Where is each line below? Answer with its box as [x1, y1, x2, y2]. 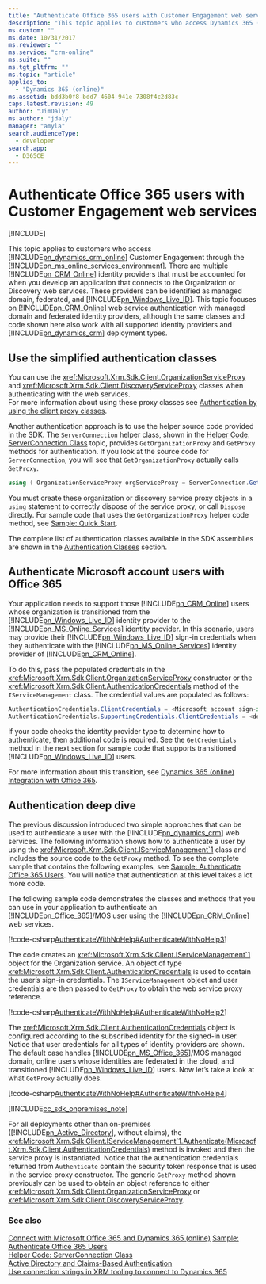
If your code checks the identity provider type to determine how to [8, 727, 226, 736]
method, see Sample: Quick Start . [8, 518, 118, 528]
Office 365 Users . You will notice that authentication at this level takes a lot [8, 870, 253, 880]
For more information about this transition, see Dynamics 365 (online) [8, 767, 235, 777]
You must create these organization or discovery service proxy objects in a [8, 493, 253, 503]
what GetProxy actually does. [8, 1073, 103, 1083]
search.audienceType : [8, 129, 80, 137]
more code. [8, 879, 46, 888]
